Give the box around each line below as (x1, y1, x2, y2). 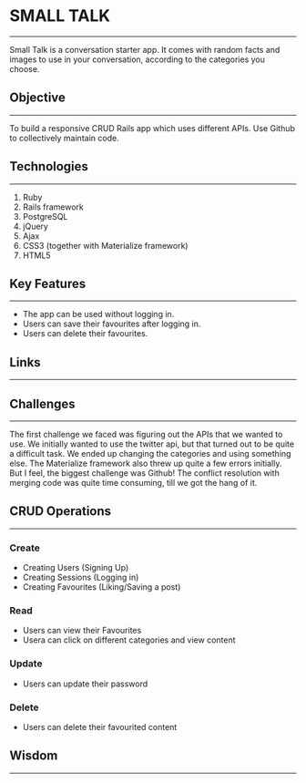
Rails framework (22, 201, 84, 212)
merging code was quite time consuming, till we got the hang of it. (9, 478, 258, 488)
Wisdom (9, 748, 58, 764)
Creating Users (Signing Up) (22, 562, 129, 573)
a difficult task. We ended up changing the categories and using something (9, 448, 291, 458)
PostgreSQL (22, 211, 68, 222)
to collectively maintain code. (9, 132, 120, 143)
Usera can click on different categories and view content (22, 634, 236, 645)
